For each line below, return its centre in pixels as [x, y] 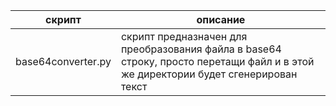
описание [221, 19]
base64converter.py [63, 61]
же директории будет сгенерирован [209, 74]
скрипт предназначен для [184, 36]
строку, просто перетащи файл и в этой [217, 61]
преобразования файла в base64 [201, 49]
